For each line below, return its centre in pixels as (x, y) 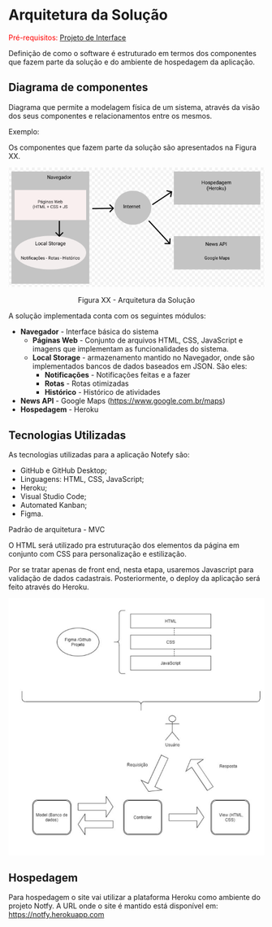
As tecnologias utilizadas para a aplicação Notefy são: (99, 454)
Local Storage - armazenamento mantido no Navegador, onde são (143, 358)
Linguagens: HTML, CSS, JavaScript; (82, 479)
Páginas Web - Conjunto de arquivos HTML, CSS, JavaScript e (138, 340)
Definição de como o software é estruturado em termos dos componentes (133, 53)
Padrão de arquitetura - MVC (57, 529)
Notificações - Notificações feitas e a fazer (117, 375)
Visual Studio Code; (53, 496)
